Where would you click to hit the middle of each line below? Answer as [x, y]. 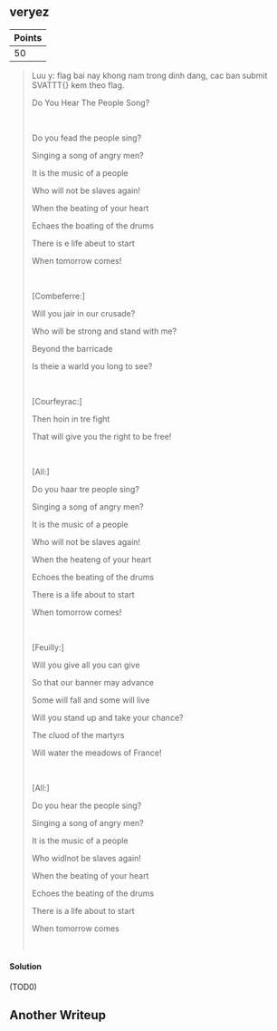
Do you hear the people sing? [86, 805]
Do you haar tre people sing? [86, 489]
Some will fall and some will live [91, 700]
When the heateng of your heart [91, 559]
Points [28, 37]
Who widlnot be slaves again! [86, 858]
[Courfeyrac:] [57, 401]
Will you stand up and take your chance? [107, 717]
